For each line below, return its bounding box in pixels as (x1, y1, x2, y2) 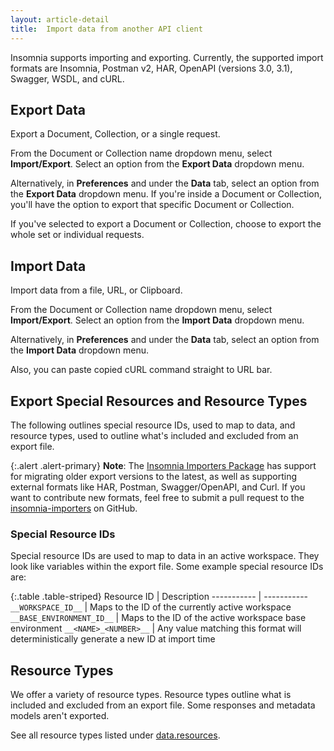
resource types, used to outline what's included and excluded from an (10, 429, 299, 441)
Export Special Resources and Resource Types (10, 392, 308, 410)
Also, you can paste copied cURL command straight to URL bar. (10, 364, 273, 376)
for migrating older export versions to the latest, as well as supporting (10, 470, 298, 482)
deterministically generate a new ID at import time (10, 633, 216, 645)
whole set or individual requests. (10, 229, 145, 241)
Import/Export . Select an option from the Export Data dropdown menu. (10, 158, 305, 170)
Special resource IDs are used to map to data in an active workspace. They (10, 550, 320, 562)
